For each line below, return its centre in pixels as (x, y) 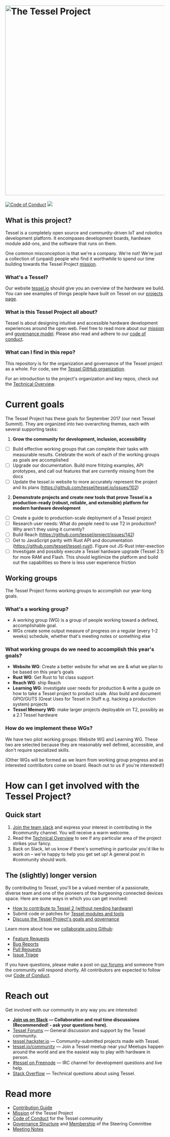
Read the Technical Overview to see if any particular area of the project (87, 838)
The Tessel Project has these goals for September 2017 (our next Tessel (80, 418)
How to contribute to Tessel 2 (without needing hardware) (73, 908)
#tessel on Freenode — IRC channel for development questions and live (87, 1063)
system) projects (30, 704)
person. (20, 1057)
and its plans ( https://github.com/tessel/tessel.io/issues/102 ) (76, 487)
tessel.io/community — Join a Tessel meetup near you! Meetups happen (88, 1046)
